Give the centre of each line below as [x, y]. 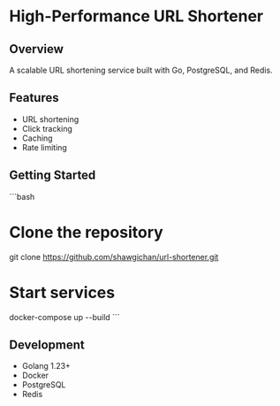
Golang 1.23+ [46, 366]
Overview [37, 49]
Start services [62, 292]
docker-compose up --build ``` [65, 317]
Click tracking [47, 128]
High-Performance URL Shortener [136, 16]
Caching [37, 138]
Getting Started [53, 176]
